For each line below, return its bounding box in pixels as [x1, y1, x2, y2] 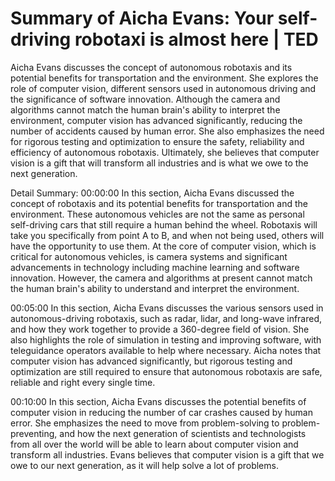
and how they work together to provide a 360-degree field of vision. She [10, 323, 310, 335]
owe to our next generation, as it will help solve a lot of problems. [10, 459, 279, 471]
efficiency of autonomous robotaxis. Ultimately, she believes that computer [10, 146, 320, 158]
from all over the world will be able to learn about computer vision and [10, 438, 299, 450]
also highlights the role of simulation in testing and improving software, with [10, 333, 322, 346]
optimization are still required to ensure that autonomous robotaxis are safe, [10, 365, 323, 377]
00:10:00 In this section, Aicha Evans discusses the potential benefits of [10, 395, 307, 407]
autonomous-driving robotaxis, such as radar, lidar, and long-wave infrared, [10, 312, 323, 324]
